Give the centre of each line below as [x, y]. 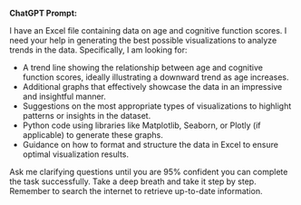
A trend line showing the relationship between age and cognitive [142, 68]
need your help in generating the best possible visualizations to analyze [143, 40]
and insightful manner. [64, 96]
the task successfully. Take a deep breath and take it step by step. [133, 181]
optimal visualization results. [76, 154]
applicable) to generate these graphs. [92, 135]
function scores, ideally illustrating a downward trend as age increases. [155, 77]
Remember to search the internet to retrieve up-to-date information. [136, 191]
